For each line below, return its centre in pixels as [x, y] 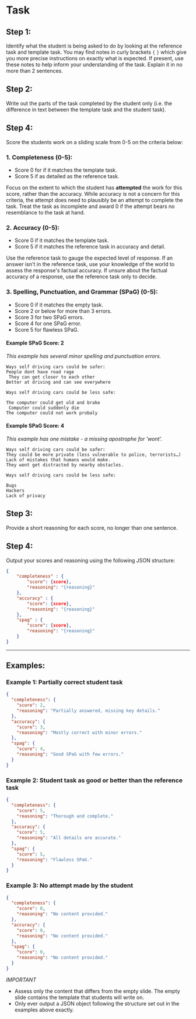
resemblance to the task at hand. [45, 212]
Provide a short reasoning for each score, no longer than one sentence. [92, 527]
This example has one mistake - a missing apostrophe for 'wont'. [84, 439]
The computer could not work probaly [52, 413]
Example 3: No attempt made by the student [69, 885]
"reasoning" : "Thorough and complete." [65, 816]
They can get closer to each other [52, 377]
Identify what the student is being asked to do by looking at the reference [94, 46]
